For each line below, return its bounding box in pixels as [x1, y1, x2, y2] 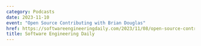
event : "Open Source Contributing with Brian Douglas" [6, 20, 146, 26]
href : [6, 25, 20, 32]
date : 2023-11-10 [6, 14, 50, 20]
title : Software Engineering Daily [6, 31, 95, 37]
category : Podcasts [6, 8, 55, 15]
